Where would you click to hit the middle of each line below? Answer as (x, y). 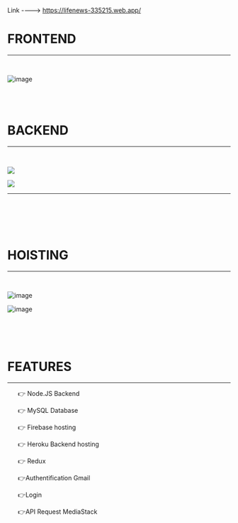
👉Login (30, 495)
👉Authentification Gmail (54, 478)
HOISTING (38, 255)
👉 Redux (32, 460)
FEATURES (40, 367)
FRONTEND (42, 39)
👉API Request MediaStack (57, 512)
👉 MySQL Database (48, 410)
